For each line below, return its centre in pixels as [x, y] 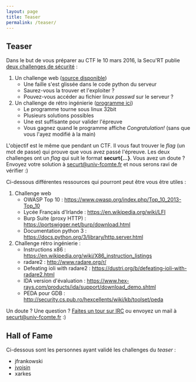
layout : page [22, 11]
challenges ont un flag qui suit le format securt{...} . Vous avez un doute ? [96, 158]
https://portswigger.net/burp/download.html [77, 224]
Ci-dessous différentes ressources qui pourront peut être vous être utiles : [96, 182]
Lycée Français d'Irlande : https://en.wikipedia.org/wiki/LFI [94, 212]
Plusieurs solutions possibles [59, 116]
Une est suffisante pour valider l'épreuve [73, 122]
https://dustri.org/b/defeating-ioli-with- [139, 269]
